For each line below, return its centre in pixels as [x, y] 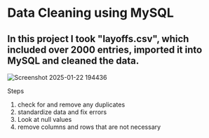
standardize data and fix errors [62, 112]
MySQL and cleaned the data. [73, 61]
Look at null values [45, 119]
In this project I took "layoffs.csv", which [98, 39]
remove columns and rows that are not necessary [89, 127]
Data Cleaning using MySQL [90, 13]
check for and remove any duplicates [71, 104]
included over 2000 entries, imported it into [105, 49]
